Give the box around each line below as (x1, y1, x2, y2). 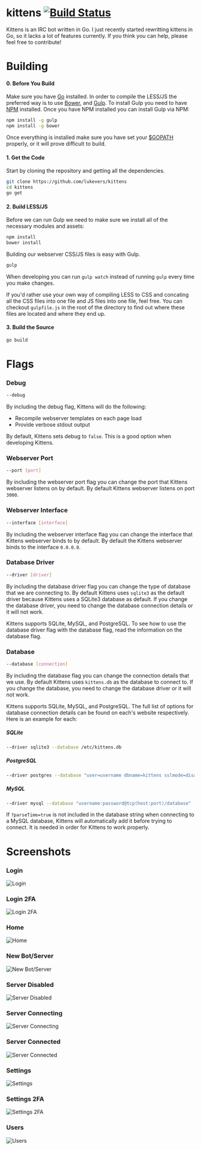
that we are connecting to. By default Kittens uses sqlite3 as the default (6, 589, 185, 596)
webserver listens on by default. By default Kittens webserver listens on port (6, 485, 195, 492)
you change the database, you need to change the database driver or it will (6, 684, 191, 692)
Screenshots (6, 845, 71, 858)
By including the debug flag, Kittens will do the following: (6, 403, 147, 411)
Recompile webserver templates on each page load (14, 415, 142, 422)
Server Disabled (6, 980, 54, 989)
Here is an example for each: (6, 715, 78, 722)
